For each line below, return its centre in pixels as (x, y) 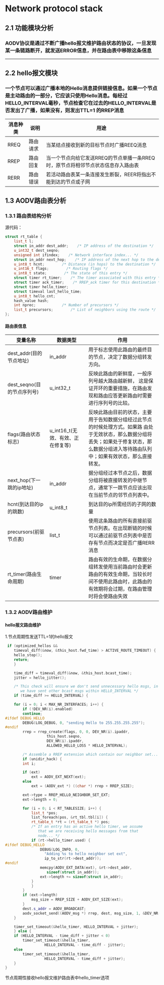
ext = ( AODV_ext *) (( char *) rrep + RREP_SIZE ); (82, 786)
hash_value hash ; (31, 301)
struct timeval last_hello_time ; (48, 292)
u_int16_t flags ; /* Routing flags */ (61, 269)
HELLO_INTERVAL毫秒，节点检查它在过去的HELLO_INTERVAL (78, 103)
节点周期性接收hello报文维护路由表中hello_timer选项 (57, 978)
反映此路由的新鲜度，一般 (118, 373)
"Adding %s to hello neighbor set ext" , (86, 854)
